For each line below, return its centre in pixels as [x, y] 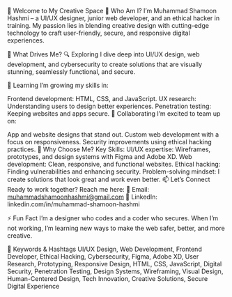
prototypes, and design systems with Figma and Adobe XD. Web [100, 157]
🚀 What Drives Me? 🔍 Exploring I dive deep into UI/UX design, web [103, 54]
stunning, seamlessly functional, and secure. [71, 72]
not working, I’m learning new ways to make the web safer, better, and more [116, 228]
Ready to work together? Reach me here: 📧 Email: [78, 189]
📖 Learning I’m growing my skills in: [58, 85]
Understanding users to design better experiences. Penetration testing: [109, 106]
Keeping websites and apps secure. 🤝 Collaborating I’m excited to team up [114, 114]
